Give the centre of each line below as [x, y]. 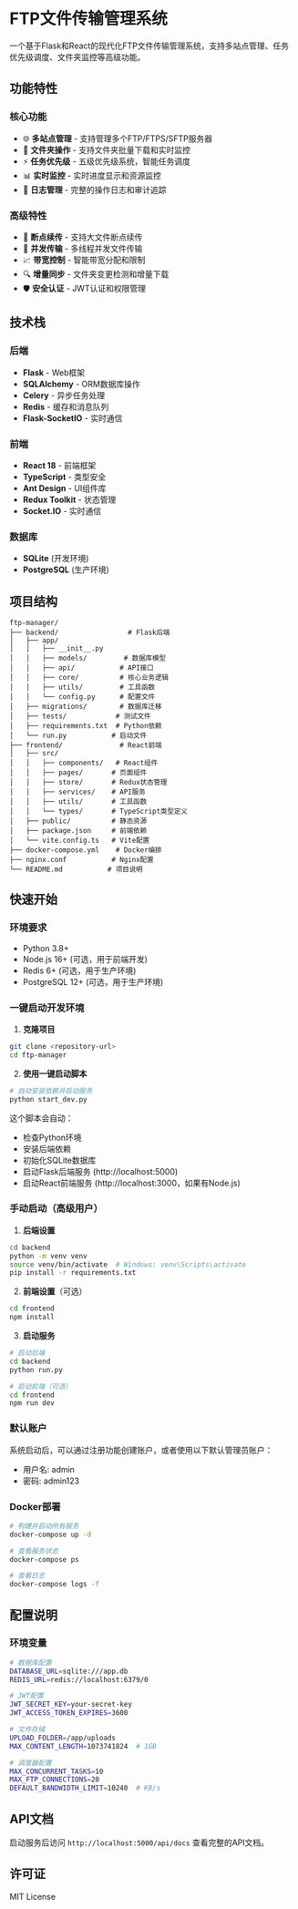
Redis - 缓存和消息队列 [66, 406]
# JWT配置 [26, 1696]
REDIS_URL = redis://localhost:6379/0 [79, 1679]
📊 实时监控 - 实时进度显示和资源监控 [92, 175]
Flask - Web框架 [54, 372]
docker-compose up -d [51, 1534]
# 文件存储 [27, 1729]
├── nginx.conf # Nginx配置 [82, 860]
